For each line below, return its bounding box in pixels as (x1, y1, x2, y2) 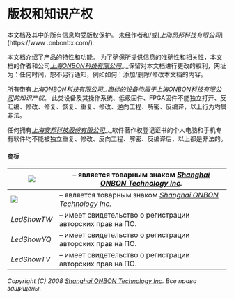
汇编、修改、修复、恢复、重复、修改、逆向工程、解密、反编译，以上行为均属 (7, 102, 227, 111)
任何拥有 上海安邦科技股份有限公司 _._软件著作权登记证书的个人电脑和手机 (7, 126, 216, 134)
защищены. (7, 284, 42, 293)
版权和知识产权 (7, 6, 93, 22)
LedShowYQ (10, 234, 52, 244)
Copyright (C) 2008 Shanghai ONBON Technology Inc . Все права (7, 277, 197, 285)
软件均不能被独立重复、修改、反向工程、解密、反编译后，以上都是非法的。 (13, 134, 227, 143)
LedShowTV (10, 254, 51, 264)
